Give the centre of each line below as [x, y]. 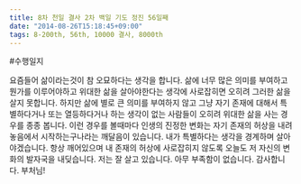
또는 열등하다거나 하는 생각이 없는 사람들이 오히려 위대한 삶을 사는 [164, 115]
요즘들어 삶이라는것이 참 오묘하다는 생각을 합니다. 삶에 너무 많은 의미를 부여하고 [149, 80]
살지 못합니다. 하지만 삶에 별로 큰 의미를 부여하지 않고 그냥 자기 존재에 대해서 [144, 103]
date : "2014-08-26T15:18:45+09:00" [76, 26]
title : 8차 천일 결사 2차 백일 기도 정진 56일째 [89, 18]
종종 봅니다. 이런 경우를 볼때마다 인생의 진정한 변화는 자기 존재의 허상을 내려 [159, 125]
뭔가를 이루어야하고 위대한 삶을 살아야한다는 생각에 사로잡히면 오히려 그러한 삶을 [150, 92]
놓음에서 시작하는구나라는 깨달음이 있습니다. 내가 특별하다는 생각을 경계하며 [142, 137]
